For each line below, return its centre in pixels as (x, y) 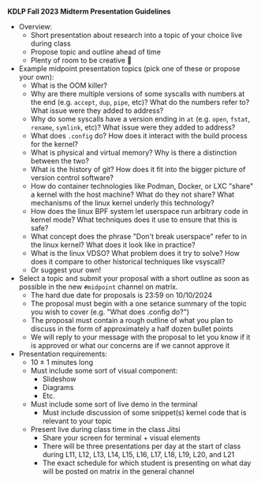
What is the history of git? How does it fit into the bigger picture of (138, 169)
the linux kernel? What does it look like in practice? (113, 245)
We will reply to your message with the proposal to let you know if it (140, 337)
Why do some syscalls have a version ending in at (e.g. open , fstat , (140, 119)
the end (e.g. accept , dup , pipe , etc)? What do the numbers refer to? (140, 102)
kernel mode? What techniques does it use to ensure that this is (134, 219)
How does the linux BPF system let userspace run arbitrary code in (139, 211)
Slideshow (59, 379)
